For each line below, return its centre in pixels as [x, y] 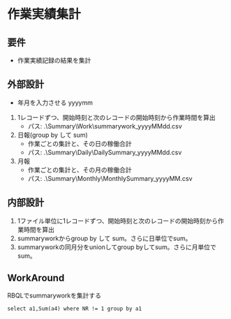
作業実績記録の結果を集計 [54, 60]
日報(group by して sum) [53, 135]
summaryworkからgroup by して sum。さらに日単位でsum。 [104, 238]
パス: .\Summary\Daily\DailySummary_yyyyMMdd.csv [105, 152]
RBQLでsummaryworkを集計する [54, 296]
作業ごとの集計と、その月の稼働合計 [80, 170]
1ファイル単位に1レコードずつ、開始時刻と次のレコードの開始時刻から [118, 221]
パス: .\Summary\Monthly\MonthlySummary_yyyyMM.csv [110, 178]
